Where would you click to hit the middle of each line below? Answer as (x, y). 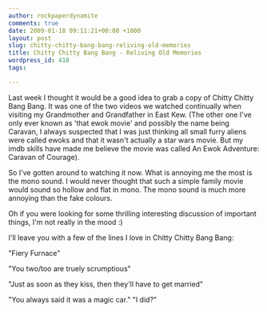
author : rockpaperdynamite (53, 16)
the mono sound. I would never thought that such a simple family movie (126, 181)
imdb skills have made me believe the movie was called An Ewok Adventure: (134, 148)
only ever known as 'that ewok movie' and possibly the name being (119, 123)
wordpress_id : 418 (39, 61)
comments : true (34, 23)
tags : (17, 68)
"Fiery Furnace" (34, 253)
